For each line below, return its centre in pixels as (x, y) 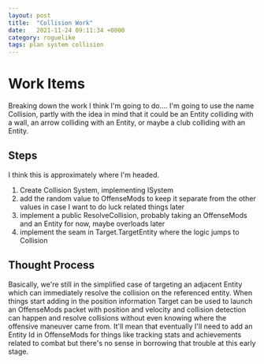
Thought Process (51, 265)
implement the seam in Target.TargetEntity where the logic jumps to (129, 232)
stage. (19, 351)
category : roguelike (42, 38)
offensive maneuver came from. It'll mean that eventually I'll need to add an (130, 326)
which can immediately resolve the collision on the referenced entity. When (130, 292)
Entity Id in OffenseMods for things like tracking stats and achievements (125, 334)
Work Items (46, 84)
